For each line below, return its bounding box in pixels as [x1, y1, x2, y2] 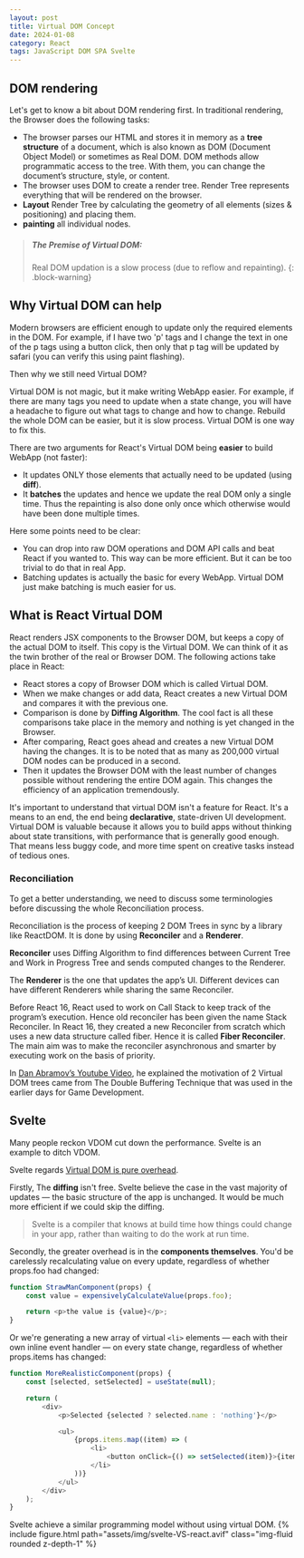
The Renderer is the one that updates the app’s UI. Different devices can [9, 974, 280, 985]
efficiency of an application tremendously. [22, 784, 180, 795]
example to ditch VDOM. [9, 1147, 101, 1157]
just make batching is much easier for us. [22, 581, 176, 592]
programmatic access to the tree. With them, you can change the [22, 160, 265, 171]
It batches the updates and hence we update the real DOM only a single [22, 489, 291, 499]
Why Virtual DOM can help [9, 298, 163, 314]
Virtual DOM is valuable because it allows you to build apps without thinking [9, 821, 292, 832]
